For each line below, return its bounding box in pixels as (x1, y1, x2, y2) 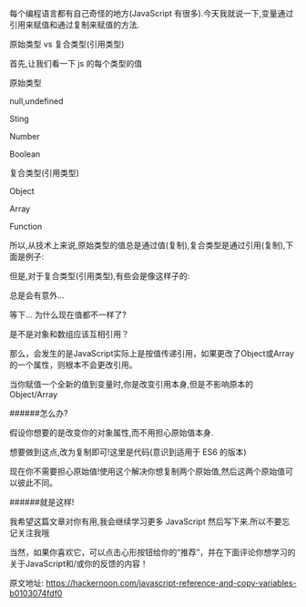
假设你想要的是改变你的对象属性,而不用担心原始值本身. (9, 427, 214, 437)
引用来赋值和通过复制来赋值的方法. (9, 19, 140, 30)
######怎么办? (9, 408, 68, 418)
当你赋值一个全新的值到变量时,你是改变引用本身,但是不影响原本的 (9, 379, 254, 389)
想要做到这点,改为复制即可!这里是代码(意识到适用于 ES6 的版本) (9, 447, 248, 458)
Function (9, 221, 43, 231)
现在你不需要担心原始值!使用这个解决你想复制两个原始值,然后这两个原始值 (9, 466, 286, 477)
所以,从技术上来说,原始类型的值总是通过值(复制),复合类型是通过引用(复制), (9, 240, 286, 251)
